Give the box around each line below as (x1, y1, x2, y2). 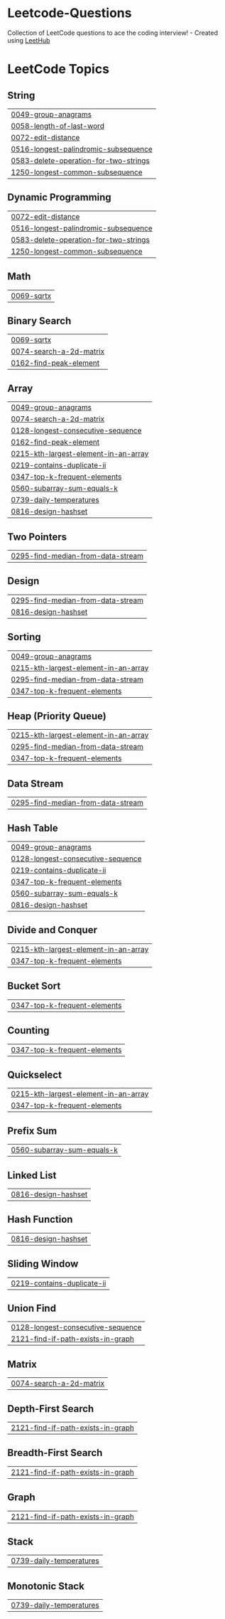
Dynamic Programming (7, 191, 111, 203)
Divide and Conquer (7, 924, 98, 936)
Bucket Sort (7, 980, 61, 992)
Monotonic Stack (7, 1580, 85, 1592)
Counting (7, 1024, 50, 1036)
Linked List (7, 1169, 57, 1182)
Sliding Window (7, 1258, 79, 1270)
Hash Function (7, 1214, 73, 1226)
